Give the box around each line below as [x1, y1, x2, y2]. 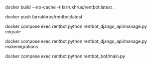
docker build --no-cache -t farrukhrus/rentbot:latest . [5, 4, 115, 10]
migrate [5, 29, 21, 34]
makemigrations [5, 44, 38, 49]
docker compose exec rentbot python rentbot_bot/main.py [5, 53, 126, 59]
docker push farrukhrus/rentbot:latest [5, 14, 83, 19]
